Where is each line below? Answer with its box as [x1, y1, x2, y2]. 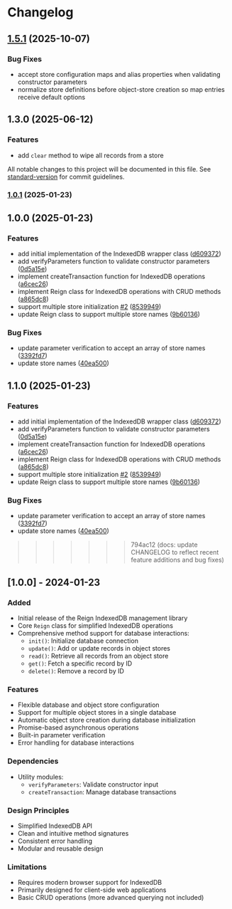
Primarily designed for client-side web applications [17, 886, 167, 894]
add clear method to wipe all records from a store [17, 151, 165, 159]
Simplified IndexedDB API [17, 821, 93, 830]
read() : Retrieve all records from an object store [28, 652, 169, 661]
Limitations [7, 862, 48, 872]
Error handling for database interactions [17, 738, 135, 747]
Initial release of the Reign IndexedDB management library [17, 614, 188, 623]
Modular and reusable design [17, 844, 104, 853]
